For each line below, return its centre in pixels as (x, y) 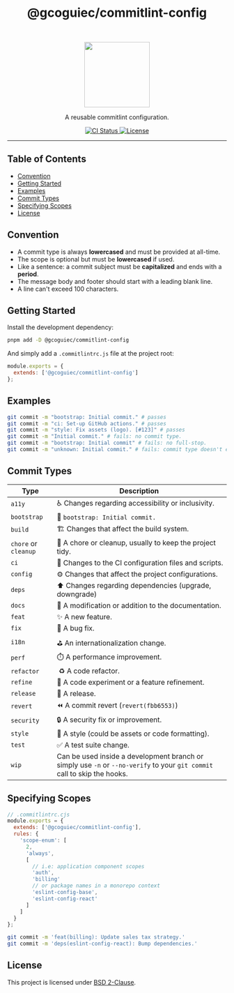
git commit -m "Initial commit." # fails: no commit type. (95, 437)
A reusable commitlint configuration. (117, 117)
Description (139, 491)
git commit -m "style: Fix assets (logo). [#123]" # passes (96, 430)
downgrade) (77, 594)
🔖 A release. (76, 693)
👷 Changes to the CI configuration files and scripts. (140, 563)
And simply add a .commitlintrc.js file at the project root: (91, 354)
